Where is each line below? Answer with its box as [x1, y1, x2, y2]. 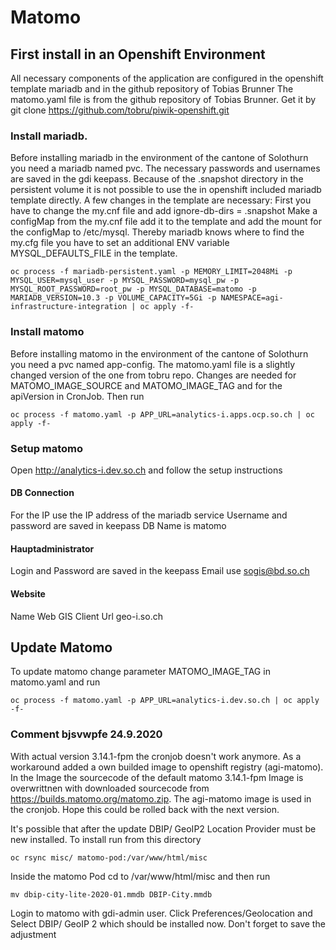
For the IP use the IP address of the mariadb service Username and [10, 509, 288, 521]
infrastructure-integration [10, 302, 128, 312]
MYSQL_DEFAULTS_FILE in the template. [10, 247, 178, 260]
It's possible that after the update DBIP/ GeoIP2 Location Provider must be [10, 822, 317, 835]
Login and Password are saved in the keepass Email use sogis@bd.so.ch [10, 565, 310, 577]
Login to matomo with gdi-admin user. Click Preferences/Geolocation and [10, 907, 313, 919]
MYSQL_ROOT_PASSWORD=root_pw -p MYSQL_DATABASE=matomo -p [10, 284, 257, 295]
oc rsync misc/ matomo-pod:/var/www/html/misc [10, 852, 208, 863]
